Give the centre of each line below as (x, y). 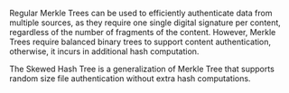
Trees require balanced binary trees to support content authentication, (140, 42)
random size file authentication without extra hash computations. (130, 79)
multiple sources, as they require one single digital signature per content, (145, 23)
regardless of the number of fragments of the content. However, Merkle (143, 32)
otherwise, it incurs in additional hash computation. (104, 51)
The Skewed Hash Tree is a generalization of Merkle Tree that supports (142, 69)
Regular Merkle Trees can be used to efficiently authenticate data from (141, 13)
